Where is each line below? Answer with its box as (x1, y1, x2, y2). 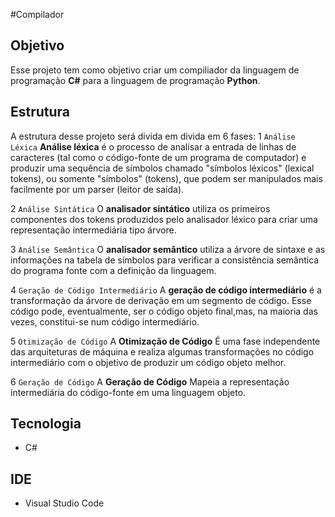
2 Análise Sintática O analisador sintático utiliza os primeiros (10, 202, 271, 214)
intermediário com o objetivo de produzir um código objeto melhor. (10, 356, 287, 368)
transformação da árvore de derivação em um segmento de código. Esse (10, 294, 312, 306)
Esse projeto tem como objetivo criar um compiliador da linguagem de (10, 64, 300, 76)
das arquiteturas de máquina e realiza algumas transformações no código (10, 345, 315, 358)
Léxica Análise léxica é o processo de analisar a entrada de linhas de (10, 140, 297, 153)
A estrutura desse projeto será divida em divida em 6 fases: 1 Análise (10, 130, 296, 142)
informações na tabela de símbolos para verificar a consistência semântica (10, 254, 320, 266)
